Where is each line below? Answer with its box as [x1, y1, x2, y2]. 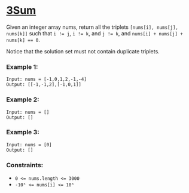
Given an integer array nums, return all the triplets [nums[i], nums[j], [6, 23, 178, 31]
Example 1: [6, 62, 38, 71]
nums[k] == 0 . [6, 36, 40, 43]
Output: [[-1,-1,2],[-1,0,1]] [6, 82, 82, 88]
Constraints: [6, 161, 44, 169]
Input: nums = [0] [6, 141, 52, 147]
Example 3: [6, 128, 40, 137]
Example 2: [6, 95, 39, 104]
